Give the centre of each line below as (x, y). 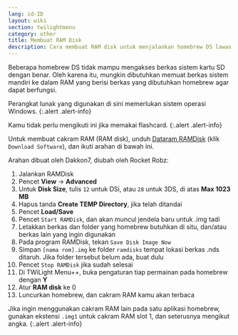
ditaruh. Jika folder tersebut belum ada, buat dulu (91, 257)
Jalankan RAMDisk (46, 174)
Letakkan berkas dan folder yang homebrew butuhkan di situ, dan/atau (123, 227)
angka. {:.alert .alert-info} (45, 324)
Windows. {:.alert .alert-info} (50, 111)
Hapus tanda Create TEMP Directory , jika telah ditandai (100, 204)
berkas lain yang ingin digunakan (67, 234)
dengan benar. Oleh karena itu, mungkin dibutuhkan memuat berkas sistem (118, 75)
